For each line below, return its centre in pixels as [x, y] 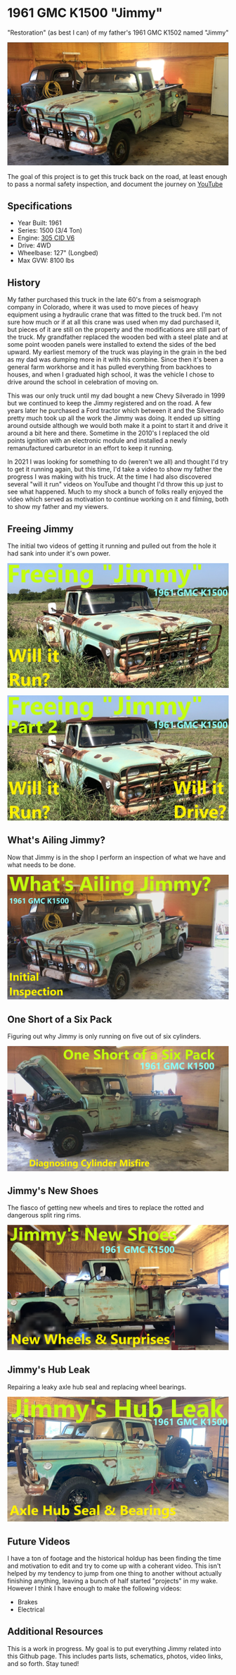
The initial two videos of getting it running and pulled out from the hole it [112, 546]
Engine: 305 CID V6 [46, 238]
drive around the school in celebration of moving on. [83, 382]
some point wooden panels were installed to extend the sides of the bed [112, 345]
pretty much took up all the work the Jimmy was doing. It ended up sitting [114, 418]
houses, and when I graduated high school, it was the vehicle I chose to [111, 374]
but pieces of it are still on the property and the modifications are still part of [118, 330]
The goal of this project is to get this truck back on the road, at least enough [117, 176]
